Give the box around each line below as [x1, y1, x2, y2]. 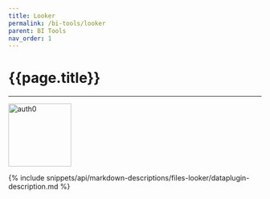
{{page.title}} [8, 69, 100, 87]
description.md [8, 182, 59, 192]
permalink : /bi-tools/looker [8, 19, 106, 27]
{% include [8, 173, 45, 183]
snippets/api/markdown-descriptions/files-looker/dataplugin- [46, 173, 250, 183]
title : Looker [8, 11, 56, 20]
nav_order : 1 [8, 34, 52, 43]
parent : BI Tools [8, 27, 67, 35]
